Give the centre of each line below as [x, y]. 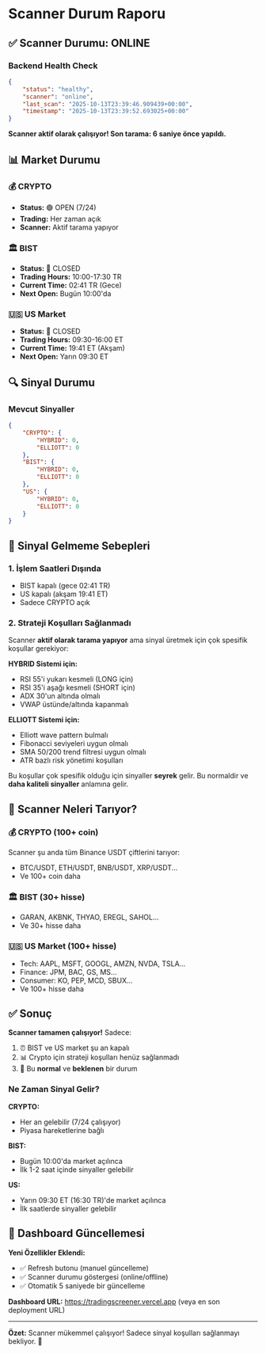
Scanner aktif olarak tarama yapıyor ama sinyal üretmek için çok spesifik [128, 640]
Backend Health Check [53, 66]
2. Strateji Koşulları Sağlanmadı [70, 622]
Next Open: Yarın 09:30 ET [64, 356]
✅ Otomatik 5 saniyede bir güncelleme [82, 1286]
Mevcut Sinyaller [42, 409]
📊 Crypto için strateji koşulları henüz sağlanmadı [99, 1057]
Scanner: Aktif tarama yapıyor [69, 227]
